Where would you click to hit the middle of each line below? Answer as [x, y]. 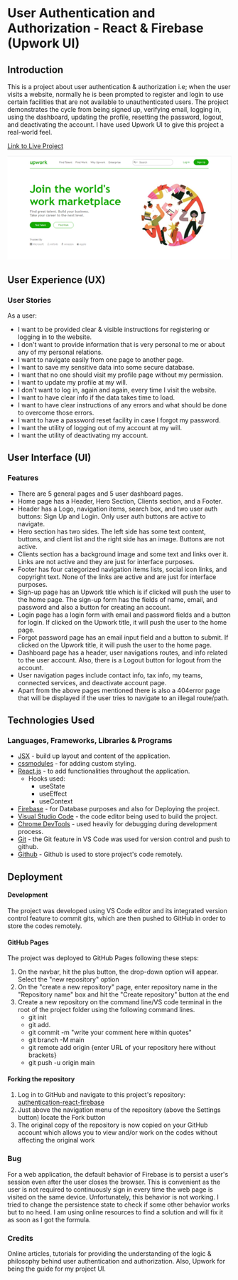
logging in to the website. [55, 337]
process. [31, 832]
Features [23, 478]
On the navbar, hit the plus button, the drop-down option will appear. [118, 972]
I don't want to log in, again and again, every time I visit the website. [117, 390]
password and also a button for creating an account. [94, 607]
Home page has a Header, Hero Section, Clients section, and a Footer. [120, 501]
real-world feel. [30, 132]
